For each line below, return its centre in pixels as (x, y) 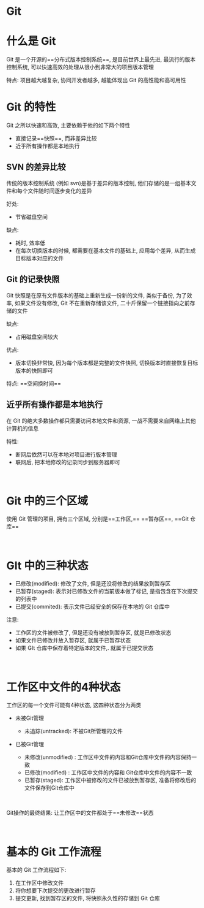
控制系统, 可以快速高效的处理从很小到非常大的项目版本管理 (80, 67)
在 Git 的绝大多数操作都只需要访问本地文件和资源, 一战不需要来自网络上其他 (101, 421)
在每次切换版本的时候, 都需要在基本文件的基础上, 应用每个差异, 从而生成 (105, 250)
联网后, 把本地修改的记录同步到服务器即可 (67, 462)
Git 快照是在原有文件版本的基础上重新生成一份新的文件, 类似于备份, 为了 (97, 295)
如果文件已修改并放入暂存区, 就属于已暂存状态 (73, 640)
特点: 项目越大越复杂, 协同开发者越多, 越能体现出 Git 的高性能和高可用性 (96, 80)
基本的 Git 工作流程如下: (36, 870)
